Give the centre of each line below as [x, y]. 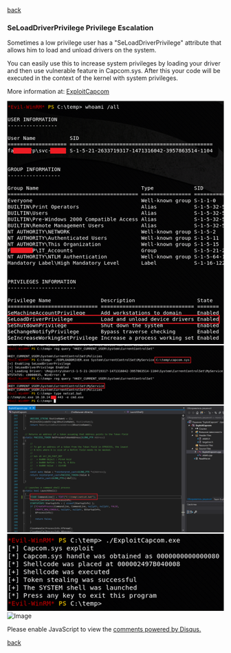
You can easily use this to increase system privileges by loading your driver [114, 63]
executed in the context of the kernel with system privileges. [93, 78]
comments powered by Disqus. [157, 629]
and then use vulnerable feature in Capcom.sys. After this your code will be [114, 71]
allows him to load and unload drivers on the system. [82, 50]
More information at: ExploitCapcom [58, 92]
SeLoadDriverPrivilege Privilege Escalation [80, 28]
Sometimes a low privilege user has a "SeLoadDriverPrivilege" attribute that [114, 43]
